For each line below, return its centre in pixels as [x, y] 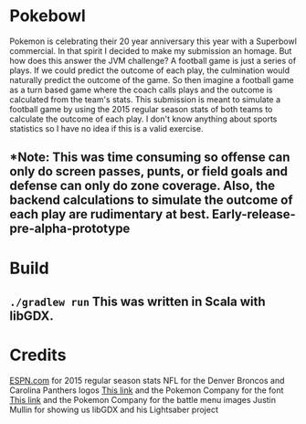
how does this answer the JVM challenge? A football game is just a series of [153, 60]
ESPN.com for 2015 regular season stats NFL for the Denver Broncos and [147, 380]
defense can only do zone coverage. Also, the [142, 186]
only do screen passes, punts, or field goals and [149, 171]
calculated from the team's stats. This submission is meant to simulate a [145, 99]
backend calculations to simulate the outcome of [152, 201]
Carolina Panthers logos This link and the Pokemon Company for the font [147, 390]
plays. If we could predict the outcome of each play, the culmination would [150, 70]
